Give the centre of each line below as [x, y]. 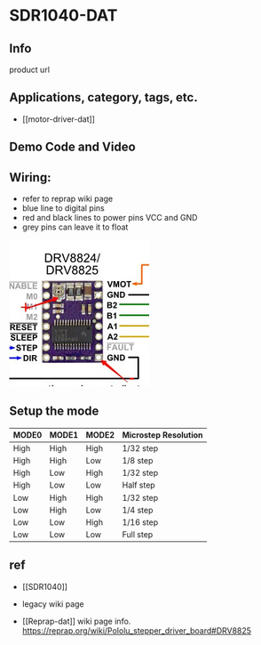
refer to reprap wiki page [67, 199]
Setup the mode [54, 411]
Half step [138, 485]
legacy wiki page [53, 604]
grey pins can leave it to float [75, 227]
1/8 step [138, 460]
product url [30, 69]
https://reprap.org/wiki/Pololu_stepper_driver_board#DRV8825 [136, 630]
